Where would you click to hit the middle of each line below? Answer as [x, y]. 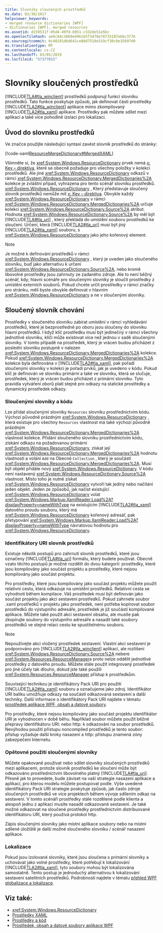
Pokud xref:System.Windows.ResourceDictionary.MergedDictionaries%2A [79, 358]
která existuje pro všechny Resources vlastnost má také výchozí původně [78, 422]
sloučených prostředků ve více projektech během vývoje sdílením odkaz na [80, 794]
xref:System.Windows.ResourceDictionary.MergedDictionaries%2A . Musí [78, 464]
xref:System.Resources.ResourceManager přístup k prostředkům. [71, 675]
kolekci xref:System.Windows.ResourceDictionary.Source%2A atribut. [75, 209]
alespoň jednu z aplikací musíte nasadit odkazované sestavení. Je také [76, 804]
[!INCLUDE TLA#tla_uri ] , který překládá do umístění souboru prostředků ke [80, 219]
